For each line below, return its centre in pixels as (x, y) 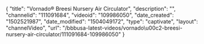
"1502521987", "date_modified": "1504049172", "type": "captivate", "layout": (102, 21)
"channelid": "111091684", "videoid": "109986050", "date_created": (90, 15)
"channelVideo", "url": (34, 28)
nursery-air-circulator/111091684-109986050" (63, 34)
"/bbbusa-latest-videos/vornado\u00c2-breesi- (123, 28)
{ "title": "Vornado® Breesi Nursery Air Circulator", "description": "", (91, 9)
